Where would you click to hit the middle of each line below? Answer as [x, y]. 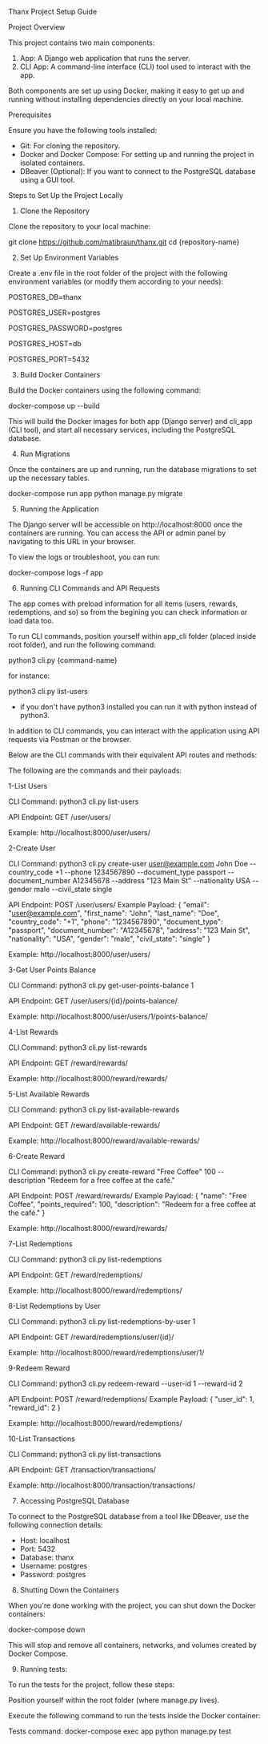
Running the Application [59, 509]
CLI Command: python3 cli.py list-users [74, 801]
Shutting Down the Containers [70, 1590]
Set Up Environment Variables [69, 257]
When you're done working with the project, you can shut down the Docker [132, 1605]
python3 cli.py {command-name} [63, 660]
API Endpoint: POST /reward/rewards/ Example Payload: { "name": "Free [128, 1196]
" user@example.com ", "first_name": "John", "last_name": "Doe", [114, 913]
